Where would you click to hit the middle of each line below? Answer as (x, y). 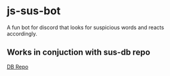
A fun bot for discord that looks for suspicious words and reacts (85, 27)
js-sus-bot (34, 11)
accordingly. (22, 33)
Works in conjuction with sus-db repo (78, 53)
